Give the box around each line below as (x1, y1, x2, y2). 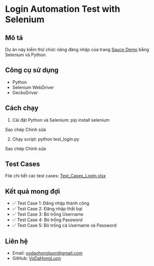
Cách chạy (5, 104, 39, 112)
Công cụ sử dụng (5, 66, 59, 74)
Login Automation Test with (5, 3, 121, 15)
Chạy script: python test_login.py (12, 136, 80, 142)
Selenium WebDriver (12, 84, 54, 90)
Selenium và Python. (5, 52, 47, 58)
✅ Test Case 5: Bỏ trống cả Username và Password (12, 223, 117, 229)
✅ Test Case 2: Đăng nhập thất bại (12, 206, 83, 212)
